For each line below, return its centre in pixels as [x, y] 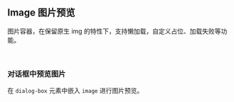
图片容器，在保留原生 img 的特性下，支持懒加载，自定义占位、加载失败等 [115, 31]
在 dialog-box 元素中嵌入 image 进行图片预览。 [75, 91]
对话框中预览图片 [37, 74]
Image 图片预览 [42, 13]
